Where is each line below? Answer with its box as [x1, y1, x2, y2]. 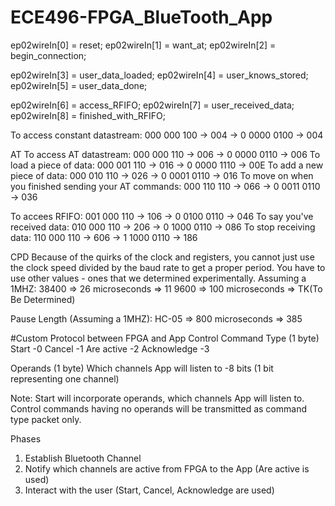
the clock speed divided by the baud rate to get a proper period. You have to [10, 261, 326, 273]
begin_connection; [10, 49, 87, 61]
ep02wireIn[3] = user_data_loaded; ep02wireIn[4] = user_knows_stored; [10, 69, 309, 81]
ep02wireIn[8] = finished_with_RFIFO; [10, 109, 167, 121]
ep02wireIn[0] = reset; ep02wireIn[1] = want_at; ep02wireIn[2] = [10, 39, 277, 51]
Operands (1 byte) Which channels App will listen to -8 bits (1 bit [10, 362, 274, 374]
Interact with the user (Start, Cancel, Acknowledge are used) [24, 484, 275, 496]
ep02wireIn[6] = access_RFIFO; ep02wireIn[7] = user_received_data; [10, 99, 295, 111]
